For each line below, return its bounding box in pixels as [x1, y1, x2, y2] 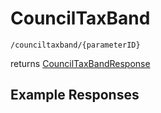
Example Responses [10, 87, 140, 104]
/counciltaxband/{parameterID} [10, 40, 141, 50]
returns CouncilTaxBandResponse [10, 57, 151, 69]
